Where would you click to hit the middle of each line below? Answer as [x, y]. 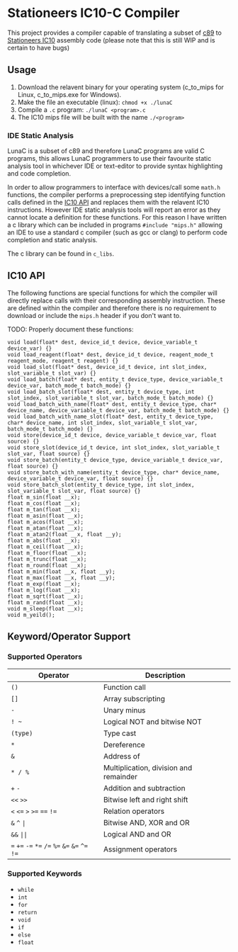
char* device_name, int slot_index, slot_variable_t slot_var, [103, 423]
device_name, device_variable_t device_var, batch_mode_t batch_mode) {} [119, 410]
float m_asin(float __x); [45, 516]
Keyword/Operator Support [69, 636]
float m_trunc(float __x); [47, 559]
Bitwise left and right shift [146, 800]
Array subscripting [134, 698]
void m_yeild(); [31, 615]
